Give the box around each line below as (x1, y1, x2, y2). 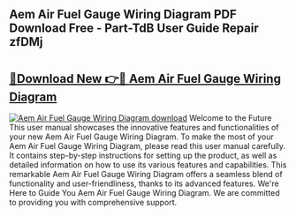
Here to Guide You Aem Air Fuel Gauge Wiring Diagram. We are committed (9, 188, 280, 197)
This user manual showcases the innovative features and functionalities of (9, 123, 280, 132)
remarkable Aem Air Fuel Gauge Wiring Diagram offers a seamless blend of (9, 169, 283, 179)
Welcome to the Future (188, 113, 272, 123)
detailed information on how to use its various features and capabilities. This (9, 160, 287, 170)
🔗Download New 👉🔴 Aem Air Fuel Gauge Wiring (9, 71, 281, 86)
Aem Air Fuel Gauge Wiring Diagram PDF (9, 7, 237, 22)
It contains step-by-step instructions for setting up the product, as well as (9, 150, 277, 160)
